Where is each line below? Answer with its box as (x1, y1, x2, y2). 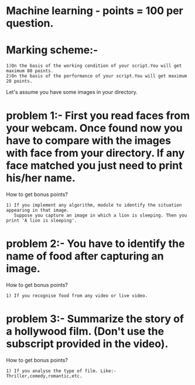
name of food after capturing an (6, 249, 164, 263)
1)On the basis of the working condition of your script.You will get (6, 63, 182, 69)
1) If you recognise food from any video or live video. (6, 293, 148, 299)
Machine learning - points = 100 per (6, 4, 183, 18)
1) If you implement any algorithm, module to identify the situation (6, 202, 182, 208)
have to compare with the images (6, 134, 172, 147)
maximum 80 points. (6, 68, 54, 74)
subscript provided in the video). (6, 337, 169, 350)
